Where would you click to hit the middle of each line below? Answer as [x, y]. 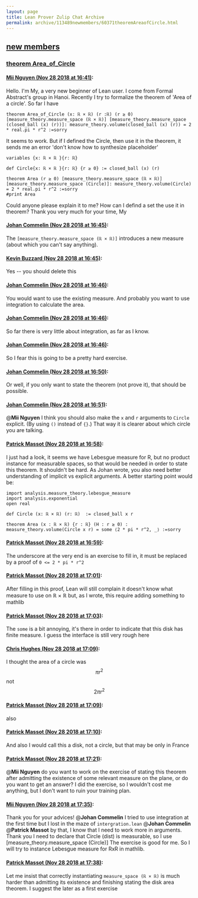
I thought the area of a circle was [46, 662]
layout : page [22, 12]
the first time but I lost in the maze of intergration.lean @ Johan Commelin [98, 824]
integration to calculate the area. [46, 304]
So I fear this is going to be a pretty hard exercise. [67, 358]
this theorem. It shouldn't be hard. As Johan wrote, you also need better [94, 469]
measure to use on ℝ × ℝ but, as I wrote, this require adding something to [95, 595]
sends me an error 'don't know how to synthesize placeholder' [82, 147]
